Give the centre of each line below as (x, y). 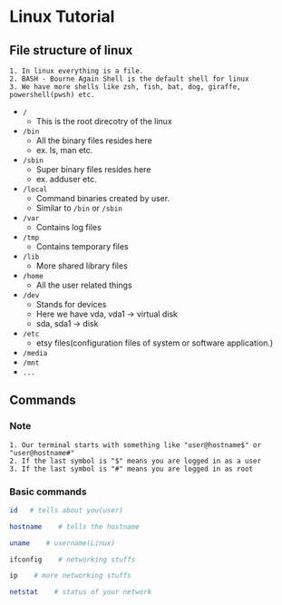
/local (35, 190)
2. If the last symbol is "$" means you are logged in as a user (135, 461)
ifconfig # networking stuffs (73, 560)
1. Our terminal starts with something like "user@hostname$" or (135, 445)
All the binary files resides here (94, 141)
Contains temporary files (82, 246)
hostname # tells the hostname (75, 527)
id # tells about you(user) (67, 510)
